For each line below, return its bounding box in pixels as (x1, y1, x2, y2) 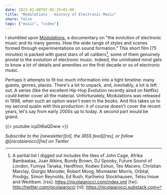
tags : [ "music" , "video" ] (5, 21, 59, 26)
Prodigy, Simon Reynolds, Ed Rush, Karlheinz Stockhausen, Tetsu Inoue (12, 173, 159, 179)
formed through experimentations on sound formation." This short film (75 (5, 45, 157, 51)
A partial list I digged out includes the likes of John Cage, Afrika (12, 152, 143, 158)
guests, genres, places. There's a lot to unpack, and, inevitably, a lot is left (5, 82, 157, 88)
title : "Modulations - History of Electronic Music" (5, 12, 117, 17)
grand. (5, 114, 19, 120)
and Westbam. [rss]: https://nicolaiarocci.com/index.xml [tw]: (12, 179, 138, 185)
